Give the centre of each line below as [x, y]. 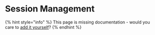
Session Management [50, 9]
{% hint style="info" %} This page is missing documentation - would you [77, 22]
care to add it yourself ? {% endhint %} [43, 27]
